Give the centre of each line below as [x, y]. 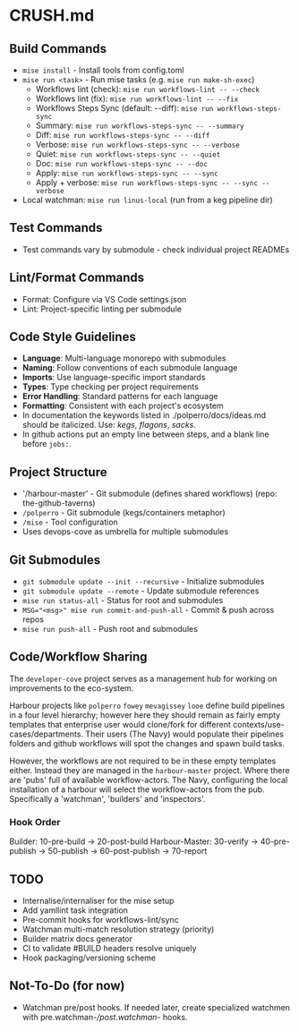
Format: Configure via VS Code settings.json [104, 299]
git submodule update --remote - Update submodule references [141, 591]
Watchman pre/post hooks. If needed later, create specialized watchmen [156, 1007]
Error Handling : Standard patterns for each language [120, 396]
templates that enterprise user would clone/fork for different [120, 724]
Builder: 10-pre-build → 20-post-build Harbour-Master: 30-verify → [134, 841]
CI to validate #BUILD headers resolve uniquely [109, 948]
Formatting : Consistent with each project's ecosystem [123, 406]
